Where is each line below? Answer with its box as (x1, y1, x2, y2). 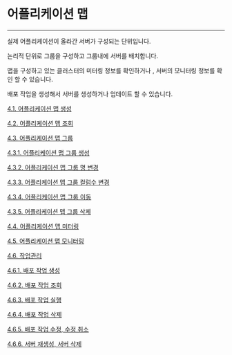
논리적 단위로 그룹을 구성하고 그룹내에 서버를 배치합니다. (7, 51, 159, 60)
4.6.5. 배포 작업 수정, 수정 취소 (7, 325, 89, 333)
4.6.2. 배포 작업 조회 (7, 281, 62, 289)
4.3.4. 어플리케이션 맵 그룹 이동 (7, 192, 92, 201)
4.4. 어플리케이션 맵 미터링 (7, 222, 79, 230)
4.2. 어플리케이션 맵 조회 (7, 119, 74, 127)
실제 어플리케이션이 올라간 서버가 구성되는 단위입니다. (7, 37, 151, 45)
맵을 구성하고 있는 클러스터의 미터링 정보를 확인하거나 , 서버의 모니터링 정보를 (7, 66, 215, 75)
